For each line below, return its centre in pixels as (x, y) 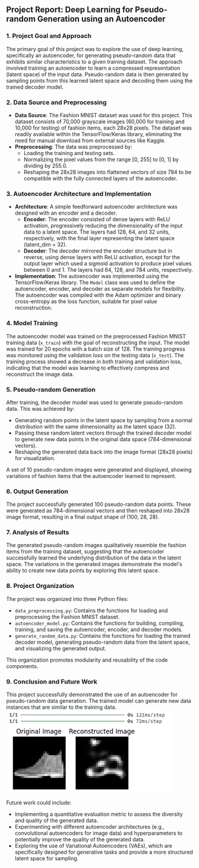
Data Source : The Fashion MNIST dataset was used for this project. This (103, 115)
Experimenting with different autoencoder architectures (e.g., (90, 827)
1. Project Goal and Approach (49, 36)
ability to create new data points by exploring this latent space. (83, 571)
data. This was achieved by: (40, 408)
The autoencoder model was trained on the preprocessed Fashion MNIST (96, 336)
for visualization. (35, 458)
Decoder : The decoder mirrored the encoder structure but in (98, 251)
